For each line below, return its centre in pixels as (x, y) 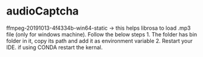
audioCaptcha (42, 11)
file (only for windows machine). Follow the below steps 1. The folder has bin (102, 34)
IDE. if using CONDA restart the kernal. (55, 47)
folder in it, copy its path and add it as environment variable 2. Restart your (99, 41)
